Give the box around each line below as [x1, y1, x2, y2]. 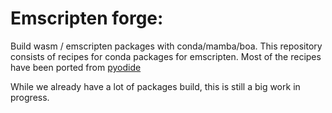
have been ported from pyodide [10, 61, 142, 73]
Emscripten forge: [10, 7, 164, 30]
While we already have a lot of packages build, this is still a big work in [10, 80, 301, 92]
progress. [10, 91, 50, 103]
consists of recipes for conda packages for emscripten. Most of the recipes [10, 50, 322, 62]
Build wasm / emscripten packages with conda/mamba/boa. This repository [10, 40, 323, 52]
